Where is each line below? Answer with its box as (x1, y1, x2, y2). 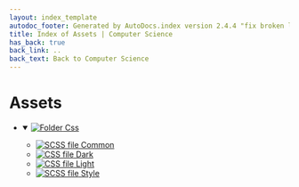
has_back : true (9, 37, 66, 47)
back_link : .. (9, 46, 62, 55)
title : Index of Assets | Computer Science (9, 29, 174, 38)
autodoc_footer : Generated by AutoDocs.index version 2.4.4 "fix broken (9, 21, 285, 30)
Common (80, 139, 115, 150)
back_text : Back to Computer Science (9, 54, 149, 63)
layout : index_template (9, 12, 98, 22)
